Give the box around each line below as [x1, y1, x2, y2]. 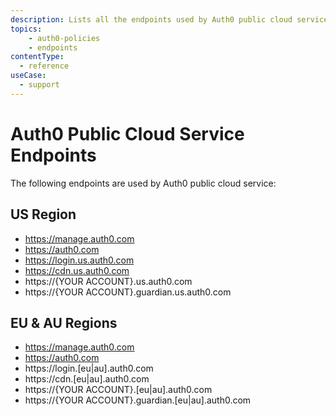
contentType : [10, 52, 65, 62]
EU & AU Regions [10, 314, 118, 331]
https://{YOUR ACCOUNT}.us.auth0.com [24, 275, 193, 287]
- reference [19, 61, 70, 71]
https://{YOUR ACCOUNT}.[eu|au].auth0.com [24, 384, 213, 396]
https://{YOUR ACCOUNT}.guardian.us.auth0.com [24, 286, 232, 298]
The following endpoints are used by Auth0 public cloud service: [10, 177, 277, 189]
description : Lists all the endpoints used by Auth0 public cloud [10, 14, 293, 25]
